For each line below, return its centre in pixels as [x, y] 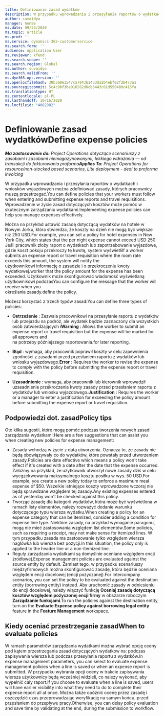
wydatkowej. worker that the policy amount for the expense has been [74, 271]
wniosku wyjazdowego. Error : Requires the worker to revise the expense [85, 362]
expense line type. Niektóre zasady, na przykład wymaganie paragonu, [83, 522]
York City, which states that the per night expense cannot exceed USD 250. [81, 240]
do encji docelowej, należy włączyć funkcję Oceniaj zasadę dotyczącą [83, 590]
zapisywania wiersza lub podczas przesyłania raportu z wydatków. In [74, 656]
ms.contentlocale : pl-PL [30, 96]
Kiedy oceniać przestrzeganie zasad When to [75, 626]
